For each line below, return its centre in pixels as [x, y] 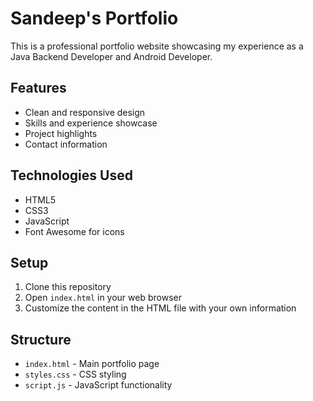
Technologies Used [71, 175]
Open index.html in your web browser [103, 298]
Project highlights [61, 133]
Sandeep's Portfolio [94, 18]
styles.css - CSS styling [75, 374]
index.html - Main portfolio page [92, 364]
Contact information [66, 144]
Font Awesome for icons [74, 231]
